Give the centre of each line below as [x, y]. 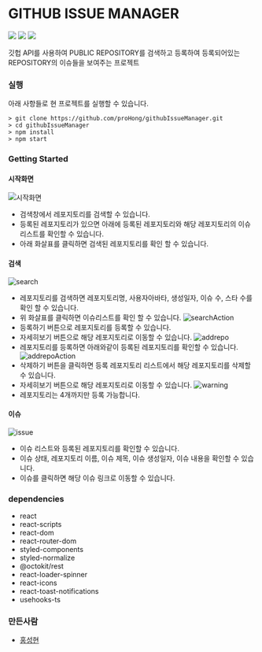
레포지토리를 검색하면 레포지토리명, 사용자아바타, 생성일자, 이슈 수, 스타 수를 [136, 298]
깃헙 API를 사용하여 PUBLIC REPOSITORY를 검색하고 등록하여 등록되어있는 [124, 53]
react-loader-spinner [54, 575]
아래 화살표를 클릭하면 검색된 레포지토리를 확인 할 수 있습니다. [114, 244]
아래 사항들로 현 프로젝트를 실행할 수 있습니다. [79, 104]
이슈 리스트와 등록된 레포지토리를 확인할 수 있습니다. [99, 448]
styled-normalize [47, 558]
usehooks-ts [40, 600]
